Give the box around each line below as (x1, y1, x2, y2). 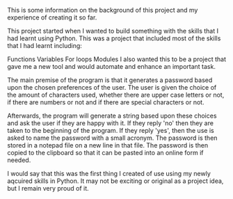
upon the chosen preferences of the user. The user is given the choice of (7, 83, 217, 91)
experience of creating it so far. (7, 13, 97, 22)
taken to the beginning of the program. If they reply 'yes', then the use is (7, 127, 214, 134)
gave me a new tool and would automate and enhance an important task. (7, 63, 216, 70)
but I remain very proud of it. (7, 184, 89, 192)
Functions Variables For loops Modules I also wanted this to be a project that (7, 55, 226, 63)
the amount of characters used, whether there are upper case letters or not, (7, 90, 225, 99)
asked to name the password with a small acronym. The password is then (7, 134, 218, 142)
